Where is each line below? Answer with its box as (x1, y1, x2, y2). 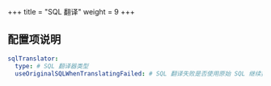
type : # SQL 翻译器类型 (15, 62, 89, 70)
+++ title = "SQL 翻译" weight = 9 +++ (7, 7, 135, 16)
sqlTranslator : (7, 55, 59, 63)
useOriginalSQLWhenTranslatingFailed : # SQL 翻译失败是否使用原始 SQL (15, 69, 246, 78)
